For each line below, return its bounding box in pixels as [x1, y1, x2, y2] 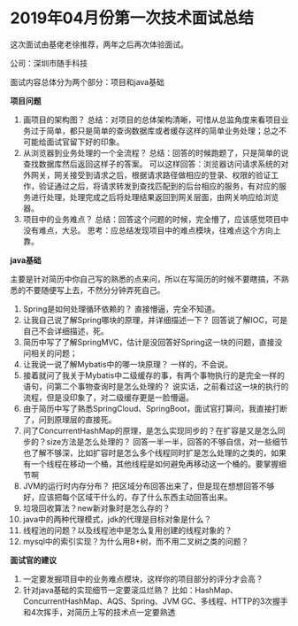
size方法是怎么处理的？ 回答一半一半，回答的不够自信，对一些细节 [46, 436, 288, 447]
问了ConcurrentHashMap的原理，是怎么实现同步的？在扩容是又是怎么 [22, 425, 278, 436]
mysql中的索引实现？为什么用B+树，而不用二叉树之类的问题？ [22, 536, 249, 546]
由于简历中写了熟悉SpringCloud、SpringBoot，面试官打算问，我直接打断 [22, 403, 288, 413]
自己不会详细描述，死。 [22, 325, 109, 336]
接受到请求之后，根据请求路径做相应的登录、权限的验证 [69, 169, 271, 180]
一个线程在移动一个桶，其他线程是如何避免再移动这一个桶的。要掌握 [30, 458, 279, 469]
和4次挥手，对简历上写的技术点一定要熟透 [22, 607, 176, 617]
